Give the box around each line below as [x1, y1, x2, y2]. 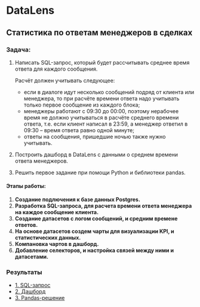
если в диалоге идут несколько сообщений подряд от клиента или [23, 88, 195, 96]
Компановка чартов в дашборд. [14, 241, 100, 248]
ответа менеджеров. [14, 157, 69, 165]
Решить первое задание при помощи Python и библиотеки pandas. [14, 169, 186, 176]
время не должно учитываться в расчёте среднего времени [23, 114, 179, 121]
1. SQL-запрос [14, 282, 51, 289]
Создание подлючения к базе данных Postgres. [14, 196, 140, 203]
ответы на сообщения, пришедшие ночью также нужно [23, 133, 166, 140]
